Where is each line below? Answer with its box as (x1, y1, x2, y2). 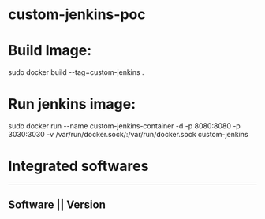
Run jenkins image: (8, 95, 136, 113)
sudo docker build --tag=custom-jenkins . (8, 68, 144, 77)
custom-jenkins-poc (8, 6, 146, 24)
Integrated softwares (8, 158, 149, 175)
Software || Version (8, 199, 106, 212)
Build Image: (8, 42, 92, 60)
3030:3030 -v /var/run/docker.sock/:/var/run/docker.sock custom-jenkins (8, 130, 248, 139)
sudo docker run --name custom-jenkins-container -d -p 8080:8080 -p (8, 121, 241, 131)
